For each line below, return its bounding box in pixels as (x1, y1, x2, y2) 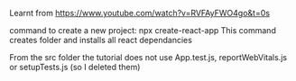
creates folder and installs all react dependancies (9, 35, 192, 45)
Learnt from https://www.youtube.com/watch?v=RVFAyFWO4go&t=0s (9, 8, 271, 18)
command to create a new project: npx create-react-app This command (9, 25, 277, 35)
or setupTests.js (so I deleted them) (9, 62, 141, 72)
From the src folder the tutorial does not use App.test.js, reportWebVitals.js (9, 52, 287, 62)
